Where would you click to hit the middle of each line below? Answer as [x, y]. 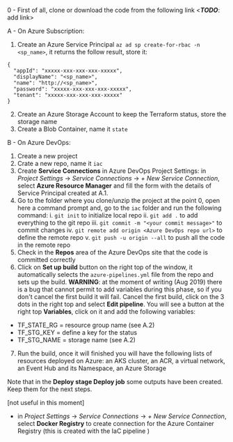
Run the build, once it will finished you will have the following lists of [114, 353]
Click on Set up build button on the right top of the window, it [105, 267]
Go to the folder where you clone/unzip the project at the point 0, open [119, 200]
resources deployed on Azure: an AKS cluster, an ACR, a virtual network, [121, 361]
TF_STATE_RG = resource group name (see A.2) [86, 325]
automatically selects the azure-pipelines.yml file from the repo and [115, 274]
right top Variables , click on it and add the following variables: [106, 312]
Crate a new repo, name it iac [60, 163]
